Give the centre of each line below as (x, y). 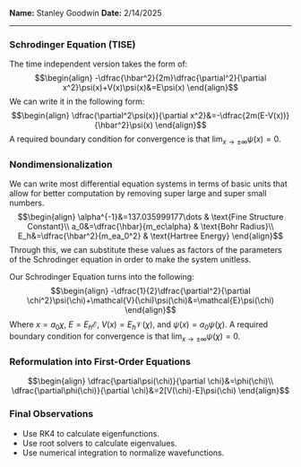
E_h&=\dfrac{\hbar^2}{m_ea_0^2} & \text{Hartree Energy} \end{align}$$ (150, 236)
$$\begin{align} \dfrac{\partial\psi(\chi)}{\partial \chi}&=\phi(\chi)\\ (150, 381)
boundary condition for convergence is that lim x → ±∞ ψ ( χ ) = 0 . (125, 337)
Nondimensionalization (61, 165)
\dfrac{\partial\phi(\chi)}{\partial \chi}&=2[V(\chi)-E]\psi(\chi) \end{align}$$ (150, 391)
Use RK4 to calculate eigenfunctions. (90, 433)
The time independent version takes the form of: (99, 64)
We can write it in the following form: (77, 101)
